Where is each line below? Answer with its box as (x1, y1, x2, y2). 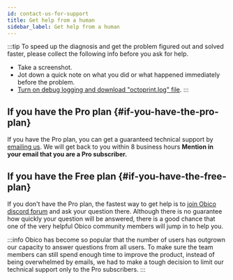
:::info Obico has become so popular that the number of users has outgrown (7, 235, 225, 244)
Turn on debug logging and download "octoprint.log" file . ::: (17, 85, 189, 94)
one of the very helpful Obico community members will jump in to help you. (7, 222, 224, 230)
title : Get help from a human (7, 17, 96, 24)
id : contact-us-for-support (7, 10, 89, 17)
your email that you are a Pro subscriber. (7, 150, 128, 159)
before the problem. (17, 78, 75, 87)
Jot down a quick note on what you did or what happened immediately (17, 71, 220, 79)
